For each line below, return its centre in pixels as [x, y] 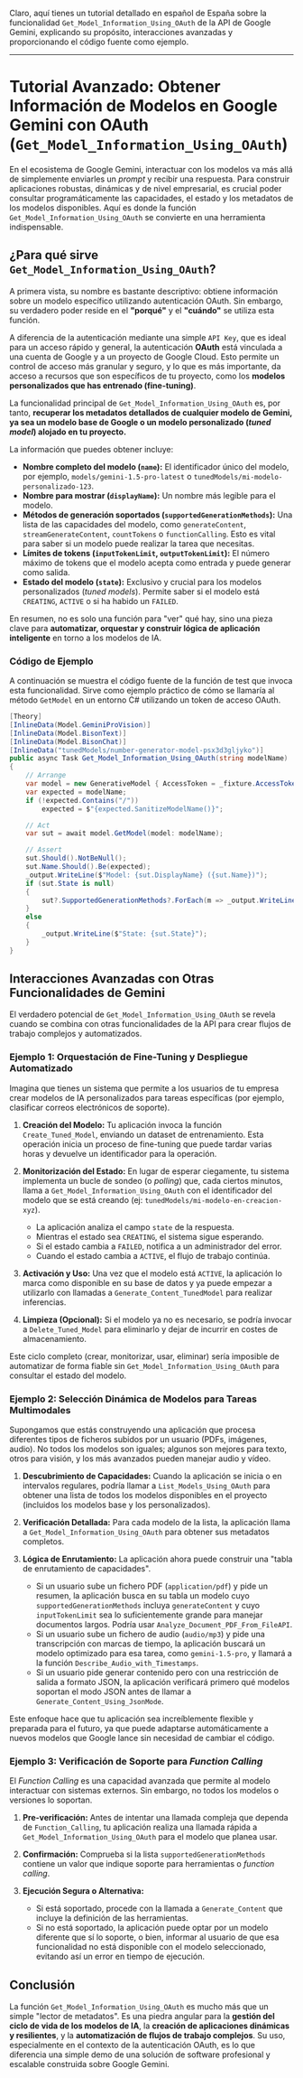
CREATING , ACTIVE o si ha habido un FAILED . [100, 601]
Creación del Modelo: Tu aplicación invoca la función [122, 1124]
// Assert [44, 850]
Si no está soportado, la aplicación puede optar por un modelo [152, 1928]
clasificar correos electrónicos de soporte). [90, 1107]
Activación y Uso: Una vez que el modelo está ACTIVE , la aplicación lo [152, 1273]
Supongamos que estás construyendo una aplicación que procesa [133, 1430]
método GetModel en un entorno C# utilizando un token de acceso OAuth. [145, 700]
